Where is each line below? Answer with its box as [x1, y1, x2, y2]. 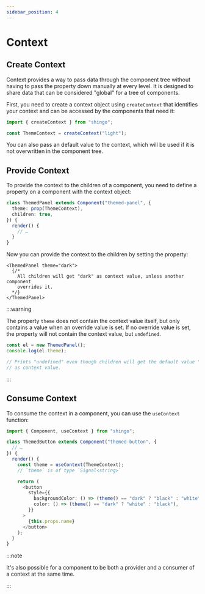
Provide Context [6, 165, 70, 176]
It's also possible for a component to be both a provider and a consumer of [6, 564, 195, 571]
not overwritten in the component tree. [6, 147, 104, 155]
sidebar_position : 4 [6, 9, 59, 15]
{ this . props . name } [28, 518, 75, 524]
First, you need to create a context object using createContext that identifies [6, 100, 198, 108]
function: [6, 416, 29, 423]
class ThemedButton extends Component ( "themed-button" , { [6, 439, 157, 445]
